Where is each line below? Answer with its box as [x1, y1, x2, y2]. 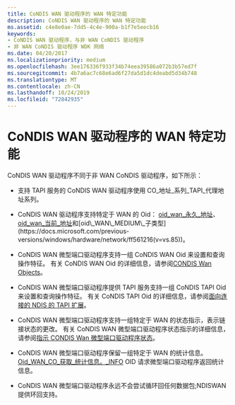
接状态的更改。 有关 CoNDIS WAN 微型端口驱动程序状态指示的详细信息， [17, 324, 229, 333]
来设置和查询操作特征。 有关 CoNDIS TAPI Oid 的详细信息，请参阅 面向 [17, 292, 222, 300]
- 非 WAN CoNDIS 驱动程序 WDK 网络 [7, 43, 104, 50]
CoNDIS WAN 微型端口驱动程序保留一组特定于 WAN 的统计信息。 [17, 348, 207, 357]
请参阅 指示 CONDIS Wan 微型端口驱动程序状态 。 [17, 333, 159, 342]
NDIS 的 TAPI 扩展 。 [31, 300, 90, 309]
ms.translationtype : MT [7, 76, 78, 84]
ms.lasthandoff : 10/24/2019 [7, 89, 90, 96]
